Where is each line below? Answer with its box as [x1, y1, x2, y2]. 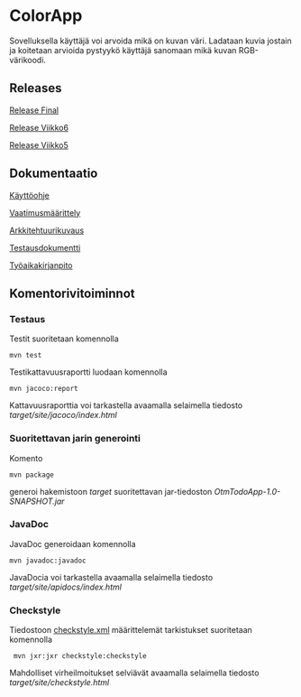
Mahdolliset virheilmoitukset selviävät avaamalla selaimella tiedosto [9, 667, 260, 678]
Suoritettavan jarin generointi [9, 432, 141, 445]
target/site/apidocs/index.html [9, 581, 122, 592]
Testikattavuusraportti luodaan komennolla [9, 367, 169, 377]
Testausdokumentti [9, 242, 81, 253]
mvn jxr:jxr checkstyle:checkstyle [13, 652, 147, 661]
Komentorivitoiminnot [9, 285, 135, 301]
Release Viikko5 [9, 139, 69, 150]
